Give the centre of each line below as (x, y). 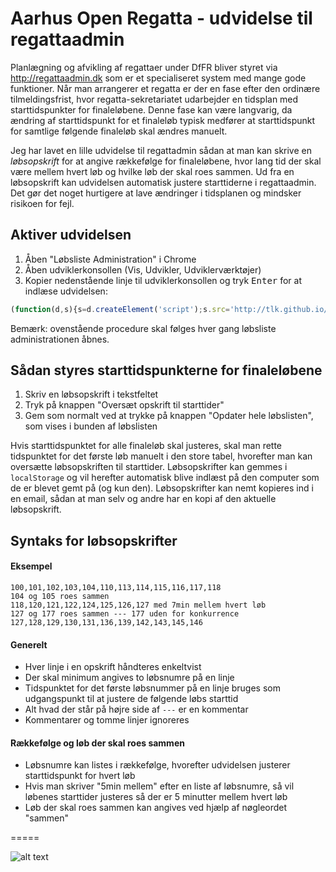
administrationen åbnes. (60, 339)
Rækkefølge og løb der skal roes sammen (97, 743)
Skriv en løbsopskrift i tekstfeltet (91, 394)
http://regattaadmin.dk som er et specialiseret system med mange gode (158, 78)
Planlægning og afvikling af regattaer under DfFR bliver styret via (144, 67)
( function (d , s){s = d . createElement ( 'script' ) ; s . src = (120, 309)
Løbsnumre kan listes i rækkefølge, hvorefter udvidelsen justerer (157, 765)
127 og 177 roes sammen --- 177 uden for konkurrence (125, 614)
